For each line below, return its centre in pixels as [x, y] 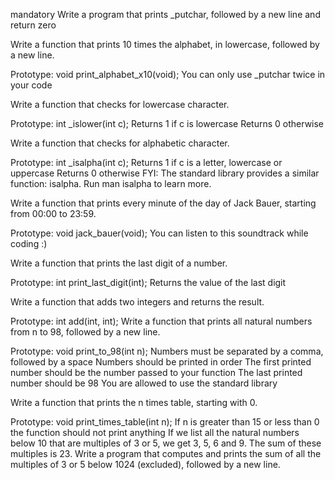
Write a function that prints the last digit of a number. [119, 263]
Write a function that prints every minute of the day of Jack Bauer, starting [163, 203]
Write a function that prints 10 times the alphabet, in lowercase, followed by [165, 44]
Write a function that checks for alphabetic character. [120, 143]
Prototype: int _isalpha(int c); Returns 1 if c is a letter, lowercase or [146, 162]
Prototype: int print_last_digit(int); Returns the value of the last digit [148, 282]
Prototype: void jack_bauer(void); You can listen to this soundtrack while [159, 233]
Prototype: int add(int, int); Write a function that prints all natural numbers [161, 321]
